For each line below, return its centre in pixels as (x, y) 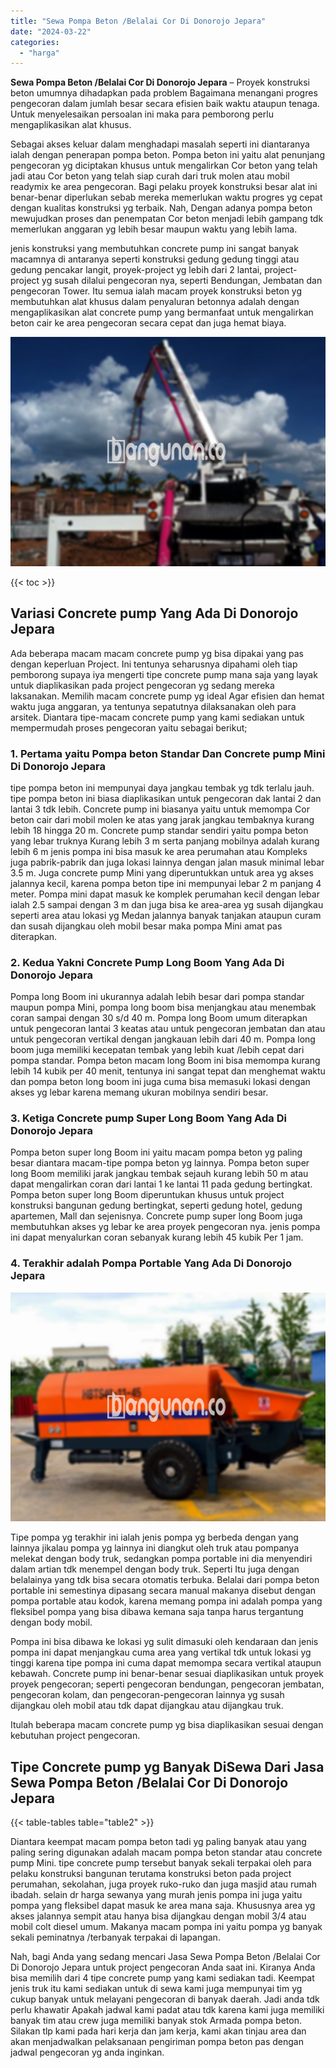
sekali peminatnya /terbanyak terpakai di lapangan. (115, 1937)
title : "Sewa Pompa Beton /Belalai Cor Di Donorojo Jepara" (138, 21)
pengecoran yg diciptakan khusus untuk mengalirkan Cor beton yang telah (164, 166)
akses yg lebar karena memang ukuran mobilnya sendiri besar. (139, 1092)
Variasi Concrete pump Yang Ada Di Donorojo (154, 613)
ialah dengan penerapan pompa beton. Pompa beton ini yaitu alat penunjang (167, 155)
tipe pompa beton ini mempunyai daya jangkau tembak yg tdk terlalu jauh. (162, 787)
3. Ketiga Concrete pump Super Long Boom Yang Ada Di (148, 1118)
